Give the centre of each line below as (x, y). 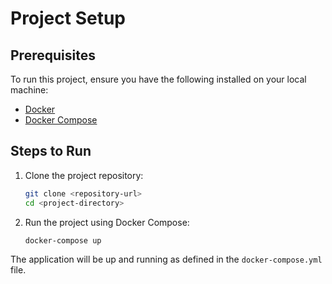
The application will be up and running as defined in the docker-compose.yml (166, 259)
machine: (29, 90)
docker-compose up (63, 240)
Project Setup (68, 18)
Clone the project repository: (84, 175)
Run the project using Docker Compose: (107, 222)
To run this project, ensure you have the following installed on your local (158, 79)
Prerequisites (53, 55)
